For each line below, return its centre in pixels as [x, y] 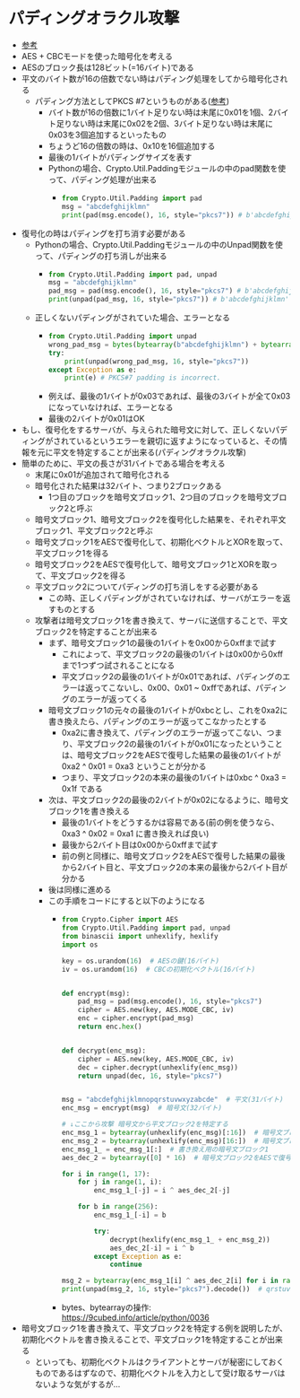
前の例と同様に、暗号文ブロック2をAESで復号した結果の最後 [173, 856]
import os [80, 944]
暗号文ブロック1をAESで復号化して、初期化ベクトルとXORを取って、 [161, 542]
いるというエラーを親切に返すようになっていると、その [178, 441]
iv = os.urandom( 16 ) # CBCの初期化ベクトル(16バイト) [159, 969]
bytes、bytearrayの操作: [106, 1307]
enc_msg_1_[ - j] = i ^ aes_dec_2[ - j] [162, 1191]
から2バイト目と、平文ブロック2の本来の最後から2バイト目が [175, 868]
